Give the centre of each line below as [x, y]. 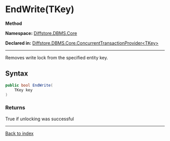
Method [14, 23]
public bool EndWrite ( [29, 85]
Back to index [19, 133]
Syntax [17, 74]
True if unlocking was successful [40, 119]
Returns [15, 108]
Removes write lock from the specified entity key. [57, 57]
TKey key [24, 90]
